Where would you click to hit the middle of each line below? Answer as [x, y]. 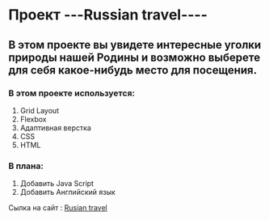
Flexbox [33, 119]
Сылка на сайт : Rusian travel [58, 208]
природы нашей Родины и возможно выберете [134, 57]
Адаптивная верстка [55, 128]
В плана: [26, 166]
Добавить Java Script [57, 184]
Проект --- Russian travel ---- [108, 15]
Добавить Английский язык [67, 192]
